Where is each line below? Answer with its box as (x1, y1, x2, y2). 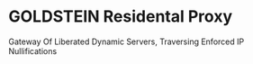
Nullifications (8, 45, 58, 56)
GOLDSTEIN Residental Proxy (8, 6, 233, 27)
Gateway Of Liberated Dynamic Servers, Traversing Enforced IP (8, 36, 245, 47)
